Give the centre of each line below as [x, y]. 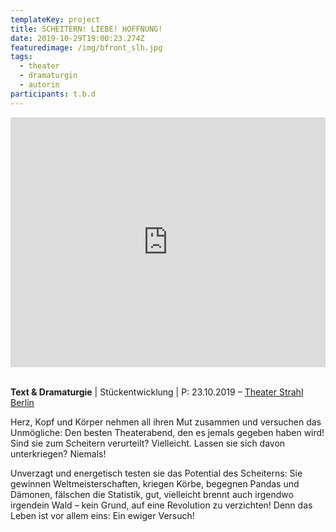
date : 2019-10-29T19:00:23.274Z [77, 38]
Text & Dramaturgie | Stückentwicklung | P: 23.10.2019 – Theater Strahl [157, 392]
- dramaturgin [48, 76]
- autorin [39, 85]
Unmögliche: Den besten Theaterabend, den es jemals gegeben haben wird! [167, 432]
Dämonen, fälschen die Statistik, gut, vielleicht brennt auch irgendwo [152, 494]
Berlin [22, 402]
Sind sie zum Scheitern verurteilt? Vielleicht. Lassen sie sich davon [148, 443]
